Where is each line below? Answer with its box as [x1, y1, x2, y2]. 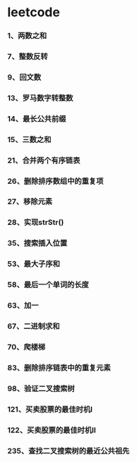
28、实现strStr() [7, 217, 64, 227]
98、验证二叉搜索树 [7, 383, 76, 393]
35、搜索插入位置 [7, 238, 68, 248]
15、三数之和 [7, 134, 52, 144]
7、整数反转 [7, 52, 48, 62]
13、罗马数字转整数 [7, 93, 73, 103]
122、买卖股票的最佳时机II [7, 425, 97, 435]
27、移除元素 [7, 197, 53, 207]
